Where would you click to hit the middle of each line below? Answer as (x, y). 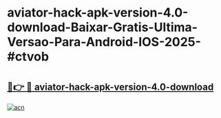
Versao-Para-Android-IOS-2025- (104, 42)
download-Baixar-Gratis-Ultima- (103, 27)
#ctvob (28, 57)
